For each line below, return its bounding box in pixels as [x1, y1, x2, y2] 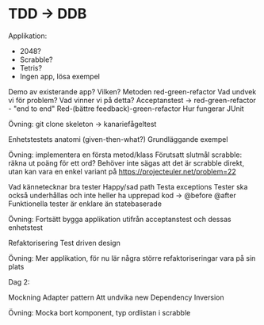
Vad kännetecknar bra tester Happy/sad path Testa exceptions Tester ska [8, 182, 248, 191]
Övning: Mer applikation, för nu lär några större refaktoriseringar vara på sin [8, 253, 256, 262]
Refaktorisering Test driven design [8, 238, 121, 247]
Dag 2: [8, 277, 30, 286]
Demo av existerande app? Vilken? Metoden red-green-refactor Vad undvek [8, 86, 257, 96]
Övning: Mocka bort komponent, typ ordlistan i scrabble [8, 308, 191, 317]
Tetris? [19, 63, 42, 72]
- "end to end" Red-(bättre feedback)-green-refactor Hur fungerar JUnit [8, 104, 244, 113]
